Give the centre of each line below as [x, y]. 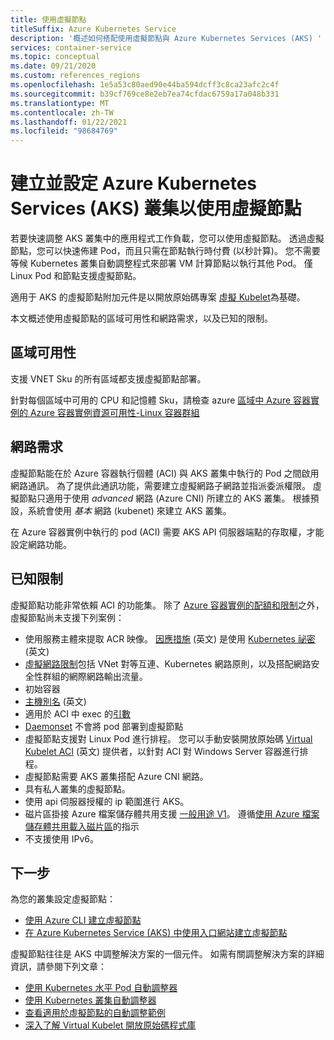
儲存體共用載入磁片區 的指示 [82, 826]
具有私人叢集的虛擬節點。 [77, 788]
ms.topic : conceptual [55, 57]
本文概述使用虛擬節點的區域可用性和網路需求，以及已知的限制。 [141, 318]
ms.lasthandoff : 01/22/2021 [69, 122]
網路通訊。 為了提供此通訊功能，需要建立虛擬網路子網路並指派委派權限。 [160, 485]
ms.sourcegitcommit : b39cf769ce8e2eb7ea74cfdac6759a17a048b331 [145, 94]
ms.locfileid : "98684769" [64, 131]
